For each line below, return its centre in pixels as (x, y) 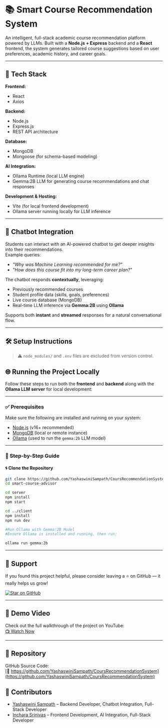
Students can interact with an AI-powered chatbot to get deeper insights (80, 244)
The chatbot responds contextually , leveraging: (54, 279)
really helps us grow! (27, 583)
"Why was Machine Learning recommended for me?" (67, 264)
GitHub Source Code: (27, 666)
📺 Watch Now (20, 631)
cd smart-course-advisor (31, 484)
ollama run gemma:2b (27, 543)
